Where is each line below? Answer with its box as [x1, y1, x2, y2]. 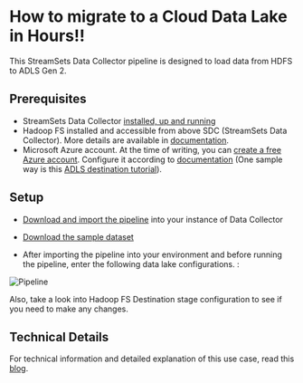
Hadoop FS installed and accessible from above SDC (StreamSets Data [22, 125, 288, 136]
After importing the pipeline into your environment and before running [22, 249, 282, 260]
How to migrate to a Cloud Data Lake [9, 6, 288, 27]
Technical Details [9, 329, 109, 345]
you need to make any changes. [9, 303, 128, 314]
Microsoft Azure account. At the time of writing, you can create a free [22, 144, 282, 155]
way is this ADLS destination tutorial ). [22, 163, 163, 174]
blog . [9, 363, 29, 374]
